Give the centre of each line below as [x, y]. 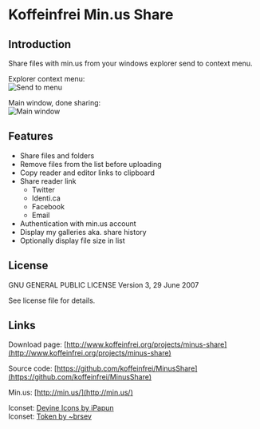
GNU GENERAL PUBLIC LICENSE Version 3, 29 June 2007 [104, 284]
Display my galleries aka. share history [83, 232]
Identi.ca [46, 198]
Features [31, 136]
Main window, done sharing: [55, 103]
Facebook [48, 206]
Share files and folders [57, 155]
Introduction [40, 44]
